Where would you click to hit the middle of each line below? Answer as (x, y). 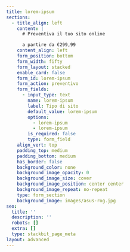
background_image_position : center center (70, 184)
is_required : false (52, 134)
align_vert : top (37, 145)
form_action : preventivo (48, 84)
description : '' (32, 217)
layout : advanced (28, 239)
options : (38, 117)
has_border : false (40, 162)
